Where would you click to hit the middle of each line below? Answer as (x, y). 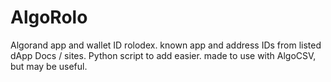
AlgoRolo (49, 17)
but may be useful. (49, 66)
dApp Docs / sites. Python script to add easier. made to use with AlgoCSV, (163, 55)
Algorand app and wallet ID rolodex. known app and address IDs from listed (166, 45)
